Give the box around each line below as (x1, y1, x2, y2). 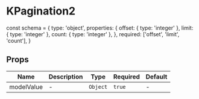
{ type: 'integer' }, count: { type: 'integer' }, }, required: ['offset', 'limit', (6, 30, 180, 37)
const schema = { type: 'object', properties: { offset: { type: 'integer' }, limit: (6, 24, 194, 31)
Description (48, 72, 83, 81)
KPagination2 (6, 4, 76, 18)
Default (145, 72, 168, 81)
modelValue (9, 83, 43, 91)
